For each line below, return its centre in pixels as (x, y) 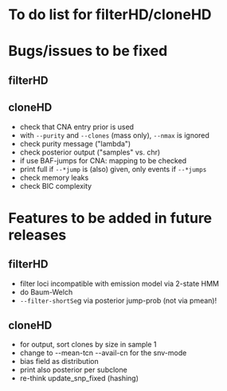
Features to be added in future (110, 218)
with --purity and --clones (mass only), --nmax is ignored (114, 135)
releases (37, 235)
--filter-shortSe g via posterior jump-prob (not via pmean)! (118, 300)
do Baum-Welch (46, 291)
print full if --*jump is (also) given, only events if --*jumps (113, 169)
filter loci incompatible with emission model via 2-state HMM (119, 283)
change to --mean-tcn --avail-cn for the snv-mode (103, 353)
